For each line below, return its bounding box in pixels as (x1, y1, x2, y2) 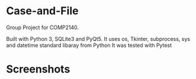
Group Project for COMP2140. (6, 24, 79, 31)
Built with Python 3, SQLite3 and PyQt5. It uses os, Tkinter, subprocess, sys (6, 35, 191, 42)
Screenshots (6, 62, 70, 76)
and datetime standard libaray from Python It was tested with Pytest (6, 42, 172, 49)
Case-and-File (6, 4, 79, 18)
